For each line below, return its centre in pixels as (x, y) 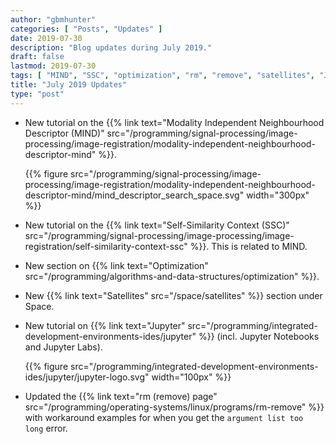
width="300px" (278, 195)
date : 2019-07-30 (46, 38)
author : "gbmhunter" (53, 19)
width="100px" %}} (191, 377)
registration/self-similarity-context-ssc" (106, 246)
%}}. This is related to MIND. (248, 246)
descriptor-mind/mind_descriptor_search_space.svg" (134, 195)
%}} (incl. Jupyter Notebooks (259, 336)
